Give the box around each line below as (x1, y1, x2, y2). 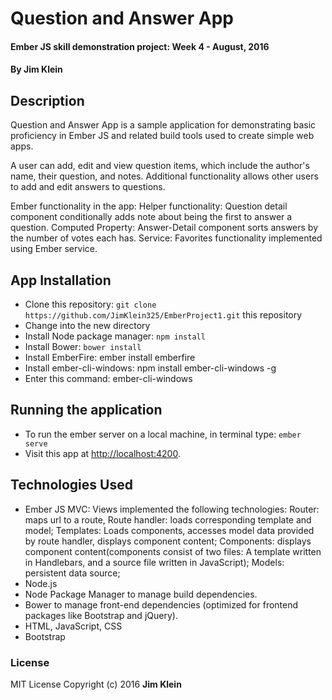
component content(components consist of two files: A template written (24, 545, 322, 557)
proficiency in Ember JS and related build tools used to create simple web (10, 130, 315, 142)
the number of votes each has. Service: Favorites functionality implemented (10, 232, 323, 244)
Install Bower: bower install (24, 341, 142, 352)
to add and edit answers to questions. (10, 181, 166, 193)
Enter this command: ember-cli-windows (24, 373, 193, 384)
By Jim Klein (10, 63, 63, 76)
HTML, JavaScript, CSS (24, 620, 123, 632)
